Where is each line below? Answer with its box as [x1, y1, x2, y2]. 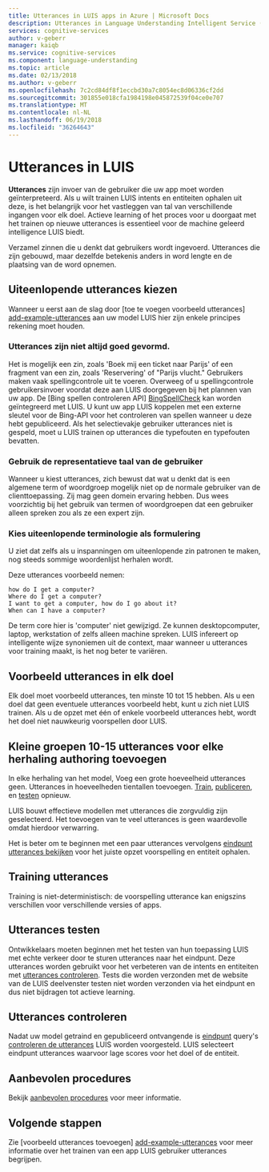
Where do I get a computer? [8, 593, 102, 601]
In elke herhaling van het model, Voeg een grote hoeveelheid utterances [8, 774, 246, 783]
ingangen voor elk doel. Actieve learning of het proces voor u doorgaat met [8, 210, 257, 219]
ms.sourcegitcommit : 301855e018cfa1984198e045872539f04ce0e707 [8, 94, 224, 102]
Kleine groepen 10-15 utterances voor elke [8, 739, 224, 753]
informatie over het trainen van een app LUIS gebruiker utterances [8, 1146, 227, 1156]
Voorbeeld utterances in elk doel [8, 670, 175, 683]
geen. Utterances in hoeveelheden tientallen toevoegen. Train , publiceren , [8, 782, 253, 791]
